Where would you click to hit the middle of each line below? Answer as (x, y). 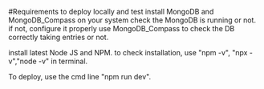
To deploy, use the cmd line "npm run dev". (80, 77)
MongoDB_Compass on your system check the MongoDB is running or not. (132, 20)
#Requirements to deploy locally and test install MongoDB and (111, 12)
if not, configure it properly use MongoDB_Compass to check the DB (122, 28)
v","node (23, 61)
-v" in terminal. (63, 61)
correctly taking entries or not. (59, 37)
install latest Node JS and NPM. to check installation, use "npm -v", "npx (128, 53)
